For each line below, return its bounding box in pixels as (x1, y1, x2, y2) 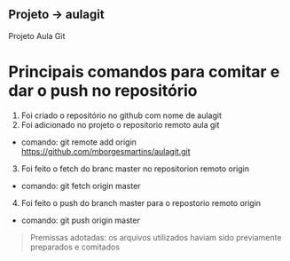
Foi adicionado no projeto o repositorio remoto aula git (20, 119, 220, 130)
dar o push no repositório (8, 81, 198, 100)
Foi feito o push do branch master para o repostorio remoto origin (20, 197, 262, 208)
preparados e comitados (29, 241, 121, 252)
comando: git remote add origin (20, 137, 137, 147)
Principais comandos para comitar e (8, 62, 280, 82)
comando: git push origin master (20, 215, 141, 225)
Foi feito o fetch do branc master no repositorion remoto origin (20, 163, 250, 174)
